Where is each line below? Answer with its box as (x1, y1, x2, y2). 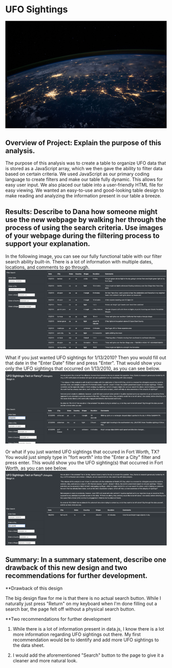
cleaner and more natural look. (12, 657, 78, 663)
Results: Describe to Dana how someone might (5, 208, 158, 216)
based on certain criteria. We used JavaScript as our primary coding (5, 171, 149, 177)
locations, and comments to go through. (5, 264, 90, 270)
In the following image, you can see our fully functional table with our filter (5, 253, 162, 259)
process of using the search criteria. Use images (5, 224, 163, 232)
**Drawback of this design (5, 585, 63, 591)
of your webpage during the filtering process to (5, 232, 160, 240)
